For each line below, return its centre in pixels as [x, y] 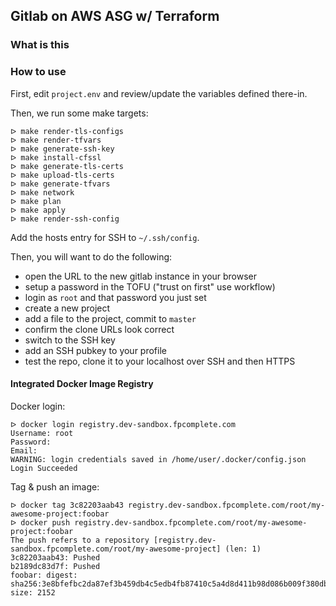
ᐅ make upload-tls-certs [62, 175]
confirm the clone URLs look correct [99, 329]
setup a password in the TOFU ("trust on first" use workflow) [150, 286]
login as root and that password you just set [115, 297]
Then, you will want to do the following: [91, 256]
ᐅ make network [42, 192]
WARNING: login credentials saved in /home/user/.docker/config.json [158, 459]
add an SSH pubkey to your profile [95, 350]
